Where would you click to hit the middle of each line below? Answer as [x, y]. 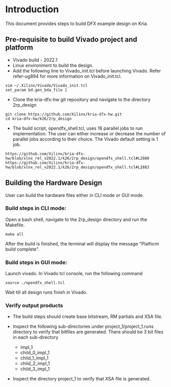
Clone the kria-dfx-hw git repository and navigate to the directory [81, 99]
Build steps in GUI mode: [36, 262]
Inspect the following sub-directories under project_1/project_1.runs [83, 326]
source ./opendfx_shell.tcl [35, 283]
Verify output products [34, 306]
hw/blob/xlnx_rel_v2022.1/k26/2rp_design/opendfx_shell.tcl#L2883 [77, 167]
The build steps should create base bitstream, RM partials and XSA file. [88, 317]
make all [15, 234]
